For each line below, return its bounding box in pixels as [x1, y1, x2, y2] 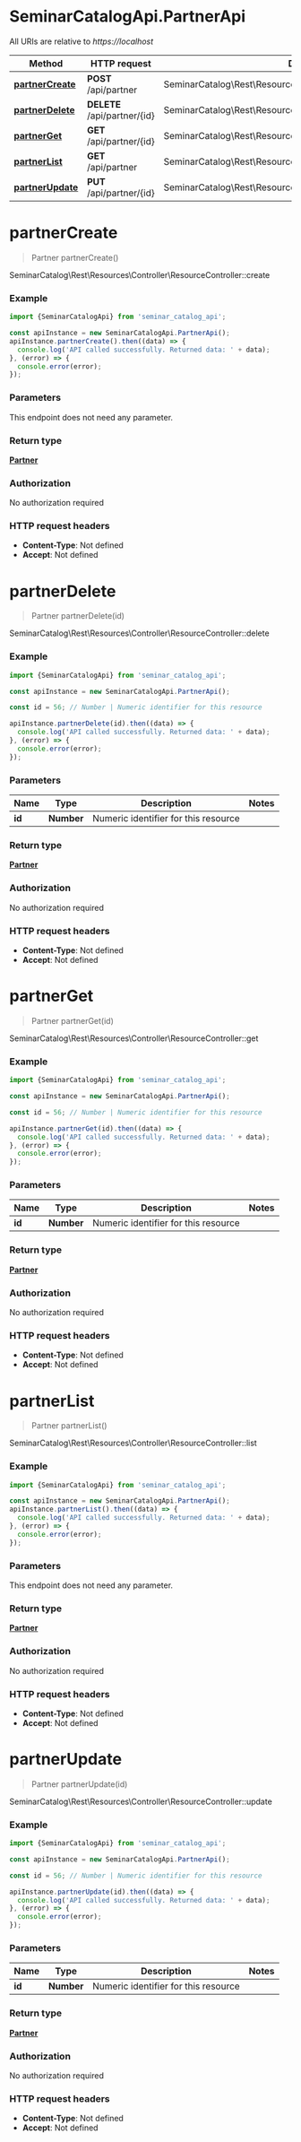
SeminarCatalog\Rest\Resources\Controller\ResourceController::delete [9, 628, 271, 638]
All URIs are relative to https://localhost [9, 36, 154, 47]
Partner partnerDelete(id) [30, 611, 125, 621]
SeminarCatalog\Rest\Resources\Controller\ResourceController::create [9, 269, 271, 280]
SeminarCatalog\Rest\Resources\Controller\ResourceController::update [9, 1796, 273, 1807]
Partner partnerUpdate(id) [30, 1778, 128, 1790]
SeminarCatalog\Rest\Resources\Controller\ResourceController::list [9, 1437, 257, 1449]
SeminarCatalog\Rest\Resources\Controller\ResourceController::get [9, 1033, 259, 1044]
